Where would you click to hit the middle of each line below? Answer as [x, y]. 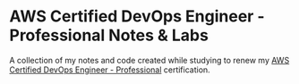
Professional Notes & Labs [109, 35]
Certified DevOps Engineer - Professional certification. [110, 70]
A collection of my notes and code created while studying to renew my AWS [149, 60]
